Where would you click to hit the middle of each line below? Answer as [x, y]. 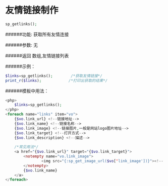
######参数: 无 [22, 45]
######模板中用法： [27, 90]
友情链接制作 [32, 10]
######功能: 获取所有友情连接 [37, 34]
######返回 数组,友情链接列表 [37, 55]
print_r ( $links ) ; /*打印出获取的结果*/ [57, 80]
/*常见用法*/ [26, 147]
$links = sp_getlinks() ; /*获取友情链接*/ [54, 76]
